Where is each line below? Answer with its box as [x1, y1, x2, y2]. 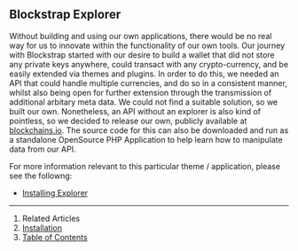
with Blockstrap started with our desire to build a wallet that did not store [9, 49, 275, 60]
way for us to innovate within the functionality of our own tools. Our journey [9, 40, 286, 51]
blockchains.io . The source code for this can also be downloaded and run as [9, 124, 289, 136]
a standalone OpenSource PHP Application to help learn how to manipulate [9, 134, 283, 145]
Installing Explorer [21, 187, 89, 198]
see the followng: [9, 170, 73, 181]
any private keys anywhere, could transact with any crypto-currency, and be [9, 59, 289, 69]
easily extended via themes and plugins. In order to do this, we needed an [9, 68, 279, 79]
